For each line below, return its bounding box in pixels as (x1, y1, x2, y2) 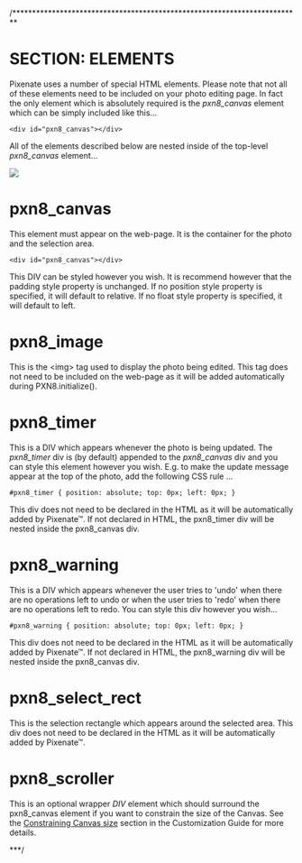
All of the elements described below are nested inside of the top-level (9, 140, 269, 151)
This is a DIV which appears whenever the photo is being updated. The (9, 442, 273, 453)
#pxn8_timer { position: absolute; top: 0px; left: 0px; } (9, 488, 236, 497)
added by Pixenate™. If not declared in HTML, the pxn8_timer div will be (9, 513, 275, 524)
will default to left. (9, 299, 77, 310)
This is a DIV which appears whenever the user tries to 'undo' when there (9, 584, 282, 595)
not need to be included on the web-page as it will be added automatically (9, 371, 286, 381)
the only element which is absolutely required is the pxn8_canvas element (9, 97, 284, 108)
